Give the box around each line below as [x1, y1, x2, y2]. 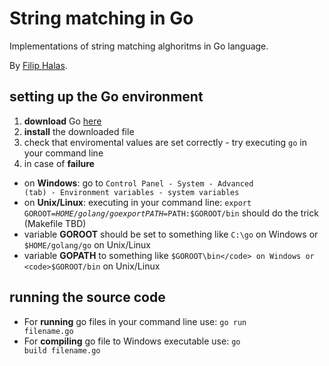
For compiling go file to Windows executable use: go [23, 335, 241, 347]
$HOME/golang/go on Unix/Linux [23, 238, 151, 251]
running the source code [9, 289, 166, 306]
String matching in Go [9, 7, 194, 30]
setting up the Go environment [9, 88, 204, 106]
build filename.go [23, 345, 101, 356]
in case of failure [23, 157, 95, 169]
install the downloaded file [23, 125, 135, 137]
